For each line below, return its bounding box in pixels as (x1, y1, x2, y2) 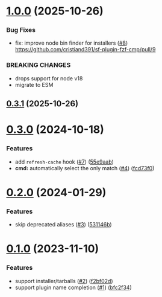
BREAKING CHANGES (6, 61, 71, 69)
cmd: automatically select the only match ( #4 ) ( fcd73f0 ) (14, 164, 155, 171)
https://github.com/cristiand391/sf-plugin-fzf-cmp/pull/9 (14, 46, 156, 53)
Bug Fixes (6, 26, 36, 34)
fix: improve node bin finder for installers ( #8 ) (14, 39, 128, 46)
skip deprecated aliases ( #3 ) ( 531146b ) (14, 221, 113, 228)
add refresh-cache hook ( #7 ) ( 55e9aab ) (14, 158, 114, 165)
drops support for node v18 (14, 74, 83, 82)
